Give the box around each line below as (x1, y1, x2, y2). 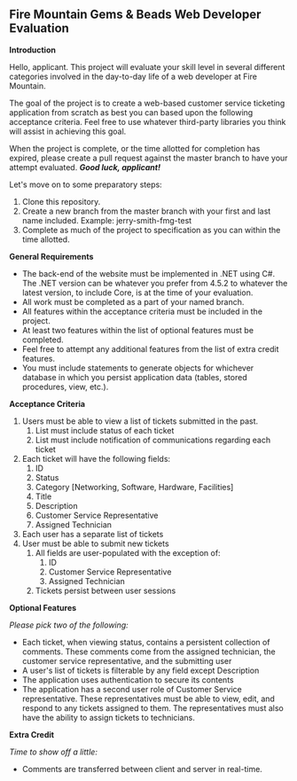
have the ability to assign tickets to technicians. (21, 712, 195, 722)
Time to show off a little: (9, 746, 98, 757)
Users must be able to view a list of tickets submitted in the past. (21, 416, 259, 426)
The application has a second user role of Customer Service (21, 683, 242, 694)
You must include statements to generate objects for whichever (21, 363, 254, 373)
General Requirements (9, 251, 94, 262)
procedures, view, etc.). (21, 381, 109, 392)
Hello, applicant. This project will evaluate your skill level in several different (9, 61, 285, 72)
